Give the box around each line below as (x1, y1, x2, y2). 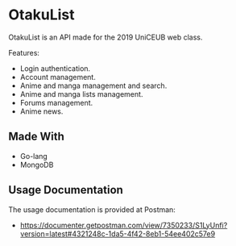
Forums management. (19, 98, 93, 107)
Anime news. (19, 106, 64, 116)
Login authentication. (19, 63, 91, 73)
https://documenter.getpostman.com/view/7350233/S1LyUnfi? (19, 220, 228, 230)
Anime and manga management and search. (19, 81, 168, 90)
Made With (8, 130, 64, 144)
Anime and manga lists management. (19, 89, 143, 98)
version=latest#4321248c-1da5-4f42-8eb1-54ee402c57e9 (19, 228, 216, 239)
